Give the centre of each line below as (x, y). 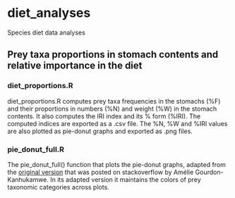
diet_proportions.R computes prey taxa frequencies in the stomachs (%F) (114, 101)
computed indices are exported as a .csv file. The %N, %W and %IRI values (117, 123)
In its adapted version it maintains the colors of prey (126, 179)
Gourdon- (209, 172)
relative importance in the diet (75, 66)
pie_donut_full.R (36, 149)
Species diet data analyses (47, 32)
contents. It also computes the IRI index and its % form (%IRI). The (104, 116)
